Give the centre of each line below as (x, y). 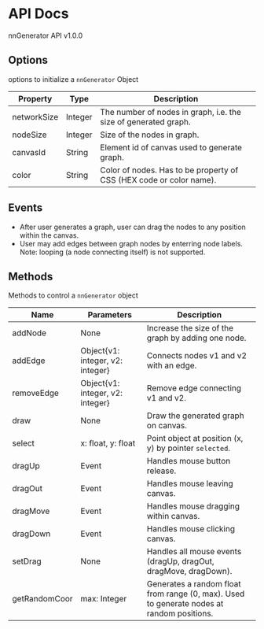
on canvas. (167, 426)
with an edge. (172, 365)
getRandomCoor (42, 599)
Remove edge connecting (194, 388)
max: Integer (104, 599)
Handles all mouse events (194, 552)
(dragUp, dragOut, (180, 561)
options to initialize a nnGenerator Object (73, 79)
